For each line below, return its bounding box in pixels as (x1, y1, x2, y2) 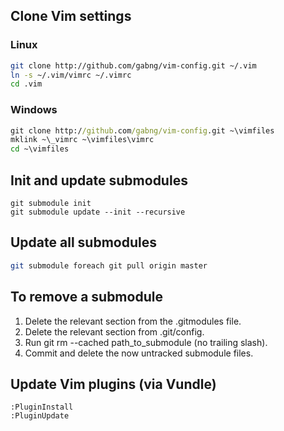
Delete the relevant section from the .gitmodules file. (24, 315, 242, 327)
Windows (10, 103, 58, 117)
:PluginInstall (10, 402, 74, 413)
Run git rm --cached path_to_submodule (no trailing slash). (24, 336, 268, 348)
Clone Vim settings (10, 8, 132, 25)
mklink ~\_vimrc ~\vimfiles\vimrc (10, 135, 155, 145)
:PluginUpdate (10, 411, 70, 421)
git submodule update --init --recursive (10, 207, 186, 218)
